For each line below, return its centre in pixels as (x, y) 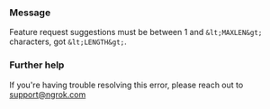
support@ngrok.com (48, 94)
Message (30, 13)
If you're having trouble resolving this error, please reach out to (126, 85)
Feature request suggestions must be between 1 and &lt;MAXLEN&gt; (136, 32)
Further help (37, 65)
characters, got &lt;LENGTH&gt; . (68, 41)
